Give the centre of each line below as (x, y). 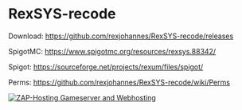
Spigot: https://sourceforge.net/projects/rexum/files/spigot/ (106, 67)
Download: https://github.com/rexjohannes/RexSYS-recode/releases (121, 36)
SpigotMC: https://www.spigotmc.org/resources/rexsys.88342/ (112, 51)
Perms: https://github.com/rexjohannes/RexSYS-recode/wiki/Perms (119, 82)
